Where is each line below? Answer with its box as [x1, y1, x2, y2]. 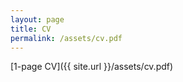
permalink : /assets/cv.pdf [10, 33, 123, 43]
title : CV [10, 24, 52, 34]
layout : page [10, 14, 65, 25]
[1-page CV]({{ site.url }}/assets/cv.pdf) [10, 61, 174, 73]
